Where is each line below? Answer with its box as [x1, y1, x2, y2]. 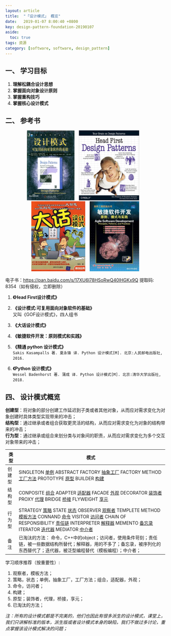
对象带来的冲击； [5, 439, 41, 445]
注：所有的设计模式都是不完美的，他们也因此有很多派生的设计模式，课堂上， [5, 613, 165, 619]
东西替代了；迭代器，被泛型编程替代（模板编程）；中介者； [18, 547, 141, 553]
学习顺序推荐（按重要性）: [5, 560, 60, 566]
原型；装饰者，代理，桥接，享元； [12, 596, 84, 602]
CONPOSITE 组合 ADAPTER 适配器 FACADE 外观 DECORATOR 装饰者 [18, 490, 162, 496]
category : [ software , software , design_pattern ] [5, 46, 110, 51]
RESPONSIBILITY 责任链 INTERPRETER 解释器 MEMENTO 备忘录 [18, 520, 153, 526]
